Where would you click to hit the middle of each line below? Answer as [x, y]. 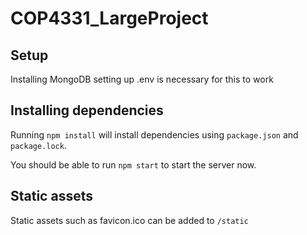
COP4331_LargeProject [109, 18]
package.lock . [38, 145]
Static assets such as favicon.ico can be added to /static [129, 220]
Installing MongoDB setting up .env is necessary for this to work [142, 79]
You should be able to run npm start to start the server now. [133, 164]
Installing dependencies [87, 110]
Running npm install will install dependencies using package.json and [154, 134]
